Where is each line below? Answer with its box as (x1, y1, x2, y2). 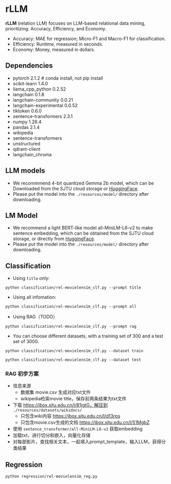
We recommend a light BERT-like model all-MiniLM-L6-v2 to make (12, 225, 153, 231)
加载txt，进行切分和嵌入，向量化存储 (12, 432, 91, 438)
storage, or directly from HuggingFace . (12, 236, 96, 242)
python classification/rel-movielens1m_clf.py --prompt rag (5, 324, 137, 329)
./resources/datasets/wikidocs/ (12, 408, 82, 413)
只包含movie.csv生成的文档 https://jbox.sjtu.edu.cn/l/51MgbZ (20, 419, 150, 425)
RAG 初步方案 (5, 370, 39, 378)
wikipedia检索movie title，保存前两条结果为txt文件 (20, 396, 127, 402)
